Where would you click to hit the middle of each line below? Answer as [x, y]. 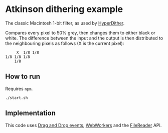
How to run [23, 77]
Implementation [31, 113]
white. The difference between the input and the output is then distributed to [84, 38]
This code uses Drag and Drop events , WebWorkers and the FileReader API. [83, 125]
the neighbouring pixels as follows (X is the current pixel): [65, 43]
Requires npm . [19, 88]
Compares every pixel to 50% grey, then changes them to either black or [80, 32]
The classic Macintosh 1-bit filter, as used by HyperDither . [65, 23]
